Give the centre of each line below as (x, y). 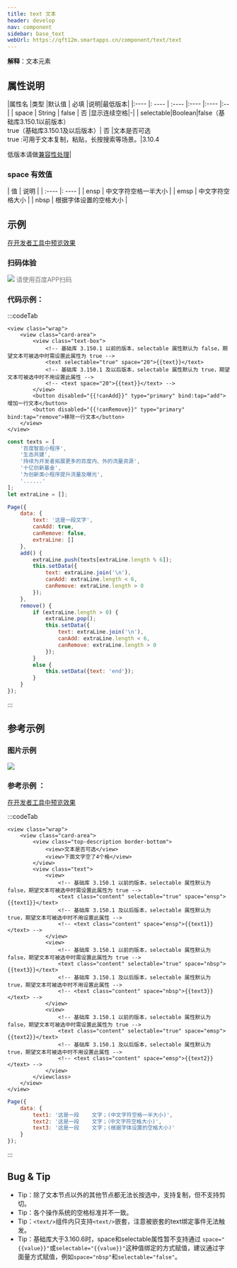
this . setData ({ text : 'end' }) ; (89, 671)
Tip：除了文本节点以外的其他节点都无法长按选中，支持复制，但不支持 (118, 1194)
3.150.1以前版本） (45, 122)
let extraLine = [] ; (38, 494)
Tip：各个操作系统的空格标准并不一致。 (75, 1212)
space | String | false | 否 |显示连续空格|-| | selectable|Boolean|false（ (117, 112)
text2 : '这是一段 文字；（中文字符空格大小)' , (98, 1122)
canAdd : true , (53, 527)
